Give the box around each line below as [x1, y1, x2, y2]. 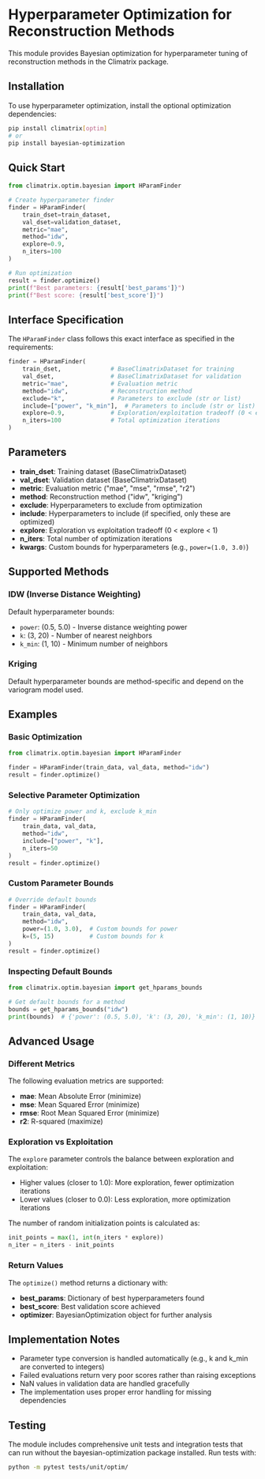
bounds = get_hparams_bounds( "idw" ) [8, 1005, 129, 1013]
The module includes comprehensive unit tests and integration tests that [8, 1439, 243, 1449]
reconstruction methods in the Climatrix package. [8, 57, 170, 66]
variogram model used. [8, 685, 84, 694]
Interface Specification [8, 313, 124, 326]
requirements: [8, 342, 54, 352]
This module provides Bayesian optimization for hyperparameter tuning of [8, 48, 248, 58]
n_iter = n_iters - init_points [8, 1241, 114, 1249]
